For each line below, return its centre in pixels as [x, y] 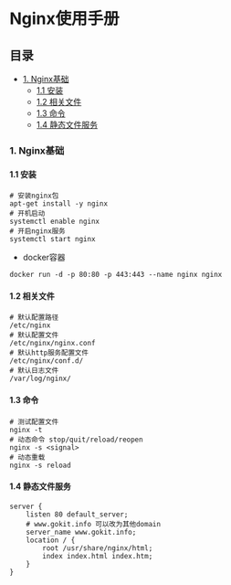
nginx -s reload [40, 465]
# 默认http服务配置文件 [49, 353]
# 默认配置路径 [34, 318]
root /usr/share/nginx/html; [98, 548]
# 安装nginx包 [34, 196]
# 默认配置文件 [34, 335]
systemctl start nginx [52, 239]
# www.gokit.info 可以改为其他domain [94, 524]
